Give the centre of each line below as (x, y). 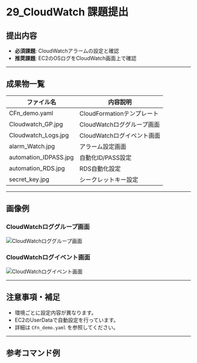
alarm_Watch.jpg (32, 146)
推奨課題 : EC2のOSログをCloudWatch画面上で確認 (75, 58)
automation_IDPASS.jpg (42, 157)
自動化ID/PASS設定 (106, 158)
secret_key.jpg (29, 179)
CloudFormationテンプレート (119, 114)
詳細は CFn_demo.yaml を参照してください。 (66, 327)
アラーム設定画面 (103, 146)
